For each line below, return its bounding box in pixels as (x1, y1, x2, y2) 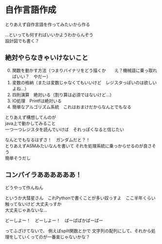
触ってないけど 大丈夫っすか (5, 201, 62, 207)
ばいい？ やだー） (12, 74, 51, 79)
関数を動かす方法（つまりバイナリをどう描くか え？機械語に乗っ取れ (12, 67, 157, 73)
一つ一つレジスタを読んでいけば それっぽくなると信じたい (5, 126, 125, 132)
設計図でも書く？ (5, 38, 39, 44)
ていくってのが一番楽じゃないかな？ (18, 234, 90, 240)
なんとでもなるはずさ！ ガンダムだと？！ (5, 137, 90, 143)
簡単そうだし (5, 155, 31, 161)
